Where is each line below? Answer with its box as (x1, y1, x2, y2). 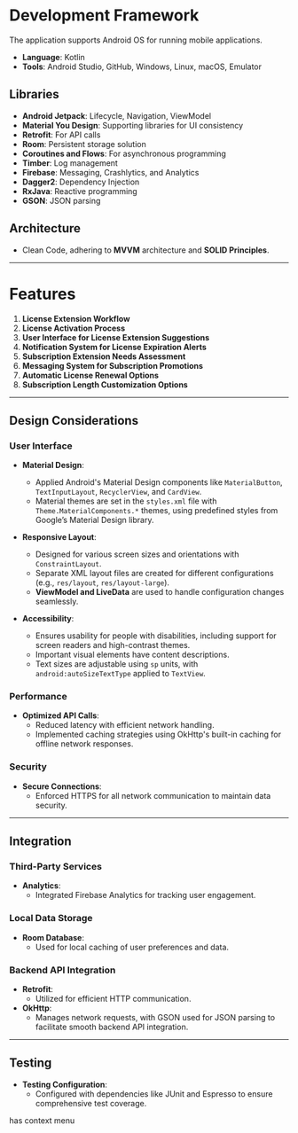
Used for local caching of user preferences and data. (35, 942, 229, 952)
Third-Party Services (9, 861, 102, 873)
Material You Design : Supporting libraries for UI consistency (21, 120, 244, 130)
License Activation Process (21, 323, 126, 333)
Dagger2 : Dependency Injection (21, 176, 140, 187)
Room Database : (21, 932, 84, 942)
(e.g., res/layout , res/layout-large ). (35, 577, 170, 588)
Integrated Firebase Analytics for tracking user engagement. (35, 890, 256, 901)
